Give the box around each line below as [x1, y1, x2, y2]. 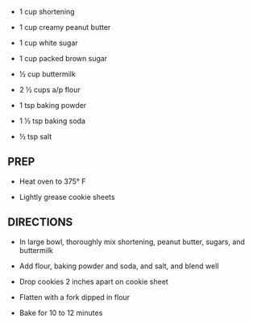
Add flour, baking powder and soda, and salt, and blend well [19, 261, 219, 271]
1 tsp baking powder [19, 101, 87, 110]
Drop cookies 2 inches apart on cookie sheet [19, 276, 168, 286]
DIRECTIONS [7, 215, 73, 229]
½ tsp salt [19, 132, 52, 141]
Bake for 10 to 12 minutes [19, 308, 103, 318]
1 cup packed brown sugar [19, 54, 108, 63]
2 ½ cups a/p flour [19, 85, 81, 94]
